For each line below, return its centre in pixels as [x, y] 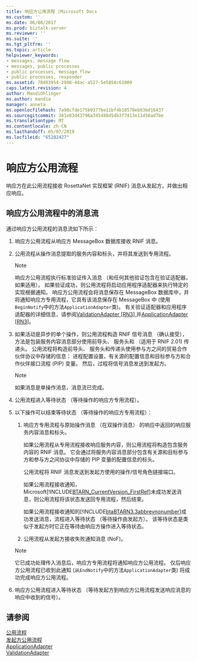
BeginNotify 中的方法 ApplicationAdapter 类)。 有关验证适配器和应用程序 [101, 307]
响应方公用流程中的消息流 [52, 213]
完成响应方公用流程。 [45, 577]
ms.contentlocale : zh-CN [36, 126]
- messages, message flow [38, 61]
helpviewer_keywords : [33, 55]
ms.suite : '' [22, 39]
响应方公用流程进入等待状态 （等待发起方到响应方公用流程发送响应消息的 [103, 590]
